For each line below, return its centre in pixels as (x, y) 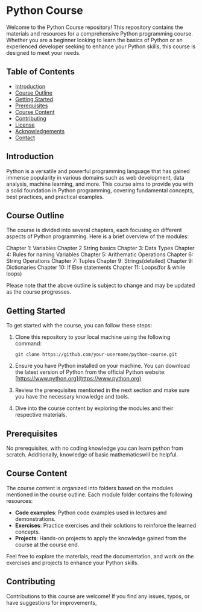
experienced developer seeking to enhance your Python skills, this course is (101, 46)
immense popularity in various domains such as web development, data (96, 177)
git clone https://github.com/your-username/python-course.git (96, 355)
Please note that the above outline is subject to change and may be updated (101, 285)
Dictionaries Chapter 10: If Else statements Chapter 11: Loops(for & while (96, 267)
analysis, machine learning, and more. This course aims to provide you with (100, 184)
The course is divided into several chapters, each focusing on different (94, 230)
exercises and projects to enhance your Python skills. (72, 563)
